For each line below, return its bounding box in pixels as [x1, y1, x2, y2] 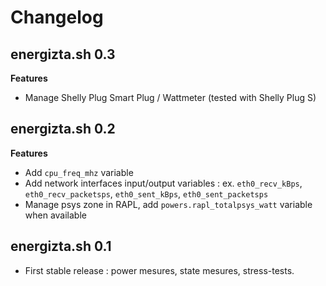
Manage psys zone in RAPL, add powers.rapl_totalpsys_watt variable [24, 198, 313, 210]
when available [24, 209, 87, 221]
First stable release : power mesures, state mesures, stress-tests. [24, 264, 295, 276]
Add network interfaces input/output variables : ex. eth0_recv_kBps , [24, 177, 303, 189]
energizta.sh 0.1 [10, 238, 112, 255]
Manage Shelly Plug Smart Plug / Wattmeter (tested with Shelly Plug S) [24, 92, 317, 103]
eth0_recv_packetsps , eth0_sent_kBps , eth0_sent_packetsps [24, 187, 269, 200]
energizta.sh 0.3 [10, 46, 116, 63]
